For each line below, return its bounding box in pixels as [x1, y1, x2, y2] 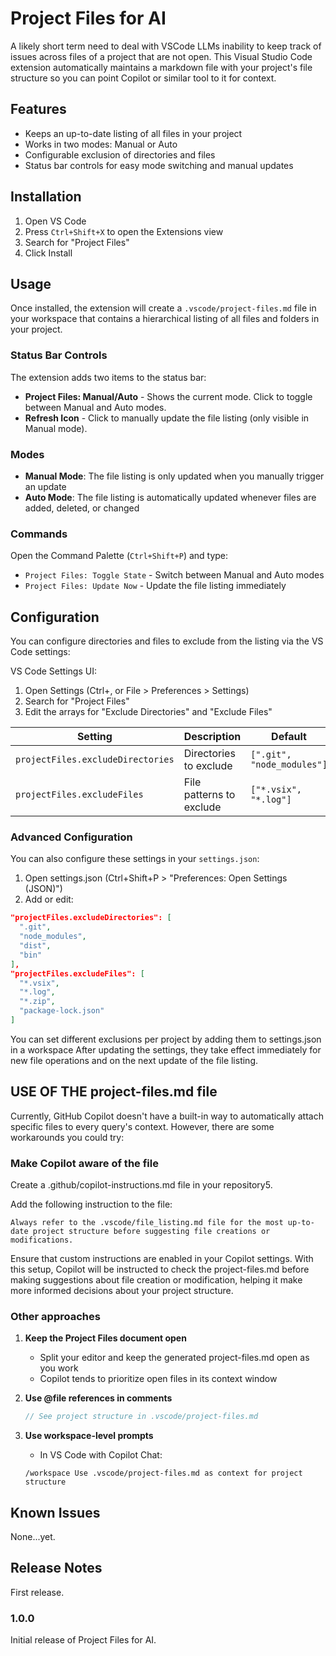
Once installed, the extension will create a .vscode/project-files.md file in [10, 302, 317, 314]
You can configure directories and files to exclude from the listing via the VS [10, 635, 324, 647]
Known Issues [10, 1504, 101, 1521]
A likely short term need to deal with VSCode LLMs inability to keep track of [10, 40, 322, 52]
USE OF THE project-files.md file [10, 1083, 218, 1101]
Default [271, 730, 307, 744]
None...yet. [10, 1530, 56, 1542]
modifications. [10, 1235, 74, 1245]
